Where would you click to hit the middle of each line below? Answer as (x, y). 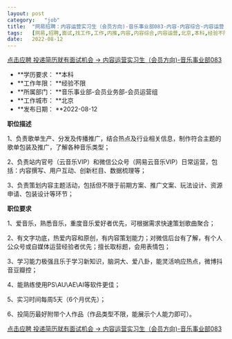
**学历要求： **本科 (45, 75)
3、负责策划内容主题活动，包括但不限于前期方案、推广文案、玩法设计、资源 (115, 185)
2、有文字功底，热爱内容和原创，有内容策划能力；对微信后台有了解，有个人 (115, 238)
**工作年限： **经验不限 (51, 83)
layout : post (26, 13)
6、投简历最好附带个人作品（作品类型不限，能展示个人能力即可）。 (101, 314)
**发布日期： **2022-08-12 (57, 109)
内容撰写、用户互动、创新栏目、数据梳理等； (83, 171)
